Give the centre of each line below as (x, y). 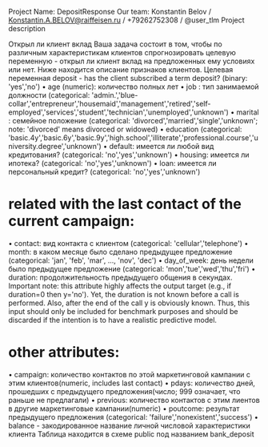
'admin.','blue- (115, 95)
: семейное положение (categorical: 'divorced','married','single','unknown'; (133, 121)
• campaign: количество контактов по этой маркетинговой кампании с (129, 374)
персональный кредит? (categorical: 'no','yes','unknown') (104, 172)
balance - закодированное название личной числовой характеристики (129, 425)
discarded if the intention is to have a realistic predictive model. (113, 320)
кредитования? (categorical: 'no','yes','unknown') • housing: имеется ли (129, 155)
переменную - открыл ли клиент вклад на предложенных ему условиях (132, 61)
